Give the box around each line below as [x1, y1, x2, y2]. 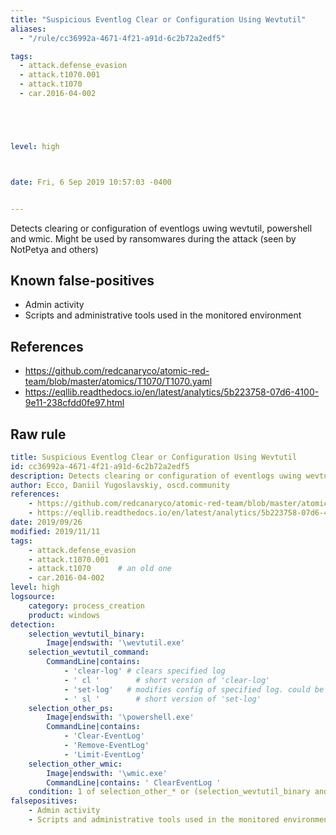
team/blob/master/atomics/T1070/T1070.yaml [24, 376, 213, 388]
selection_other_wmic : [28, 759, 123, 769]
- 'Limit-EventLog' [63, 749, 145, 760]
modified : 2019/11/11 [10, 526, 101, 536]
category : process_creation [28, 601, 145, 611]
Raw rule [10, 426, 67, 443]
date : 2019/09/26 [10, 517, 83, 528]
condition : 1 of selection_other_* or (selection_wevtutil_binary [28, 787, 311, 797]
